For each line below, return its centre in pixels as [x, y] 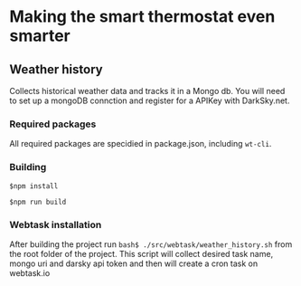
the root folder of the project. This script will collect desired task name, [141, 253]
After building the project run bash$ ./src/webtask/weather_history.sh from [151, 244]
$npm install [34, 186]
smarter [40, 36]
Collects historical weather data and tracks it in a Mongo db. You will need [147, 91]
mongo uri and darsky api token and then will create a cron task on [134, 263]
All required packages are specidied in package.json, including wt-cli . [141, 144]
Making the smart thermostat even [142, 17]
